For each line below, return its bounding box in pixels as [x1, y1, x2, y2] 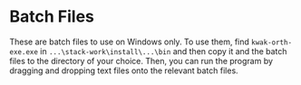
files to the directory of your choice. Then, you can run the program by [9, 55, 274, 66]
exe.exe [9, 47, 39, 56]
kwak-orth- [250, 38, 293, 47]
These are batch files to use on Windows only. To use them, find [9, 36, 249, 47]
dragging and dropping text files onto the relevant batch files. [9, 65, 238, 76]
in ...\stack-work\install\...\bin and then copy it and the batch [40, 45, 287, 56]
